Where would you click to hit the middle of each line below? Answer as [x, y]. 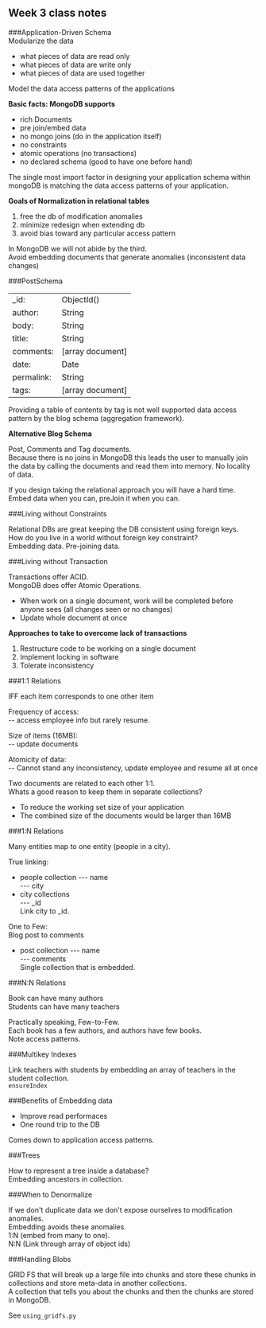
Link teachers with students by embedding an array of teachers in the [122, 1069]
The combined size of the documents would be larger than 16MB [125, 816]
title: [20, 338]
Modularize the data [41, 41]
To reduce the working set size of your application [102, 807]
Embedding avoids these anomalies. [67, 1227]
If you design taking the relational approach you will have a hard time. [122, 489]
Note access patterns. [44, 1038]
